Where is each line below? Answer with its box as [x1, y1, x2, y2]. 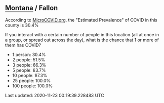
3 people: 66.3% [12, 62, 46, 68]
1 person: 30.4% [12, 51, 46, 57]
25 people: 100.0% [12, 77, 51, 83]
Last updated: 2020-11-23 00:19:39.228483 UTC [5, 92, 105, 98]
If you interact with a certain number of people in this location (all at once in [5, 31, 159, 37]
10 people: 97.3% [12, 72, 48, 78]
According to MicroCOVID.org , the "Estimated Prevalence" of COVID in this [5, 17, 158, 23]
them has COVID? [5, 42, 41, 48]
